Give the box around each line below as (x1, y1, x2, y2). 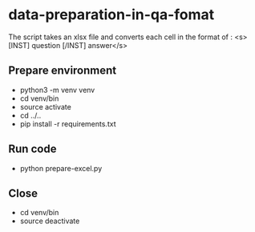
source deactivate (19, 216, 80, 226)
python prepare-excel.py (19, 163, 103, 173)
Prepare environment (8, 64, 117, 78)
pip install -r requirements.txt (19, 118, 116, 129)
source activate (19, 102, 72, 111)
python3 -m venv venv (19, 85, 95, 94)
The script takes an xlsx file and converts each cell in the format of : (8, 32, 233, 42)
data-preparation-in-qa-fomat (8, 6, 215, 24)
